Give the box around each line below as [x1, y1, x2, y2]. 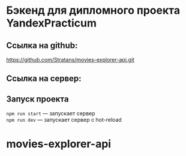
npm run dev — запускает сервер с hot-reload [6, 116, 122, 124]
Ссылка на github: [6, 40, 78, 50]
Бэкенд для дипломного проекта [6, 4, 181, 17]
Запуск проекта [6, 94, 69, 104]
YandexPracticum [6, 16, 97, 30]
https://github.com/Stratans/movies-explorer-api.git [6, 56, 135, 63]
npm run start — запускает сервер [6, 110, 95, 117]
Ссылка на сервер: [6, 73, 82, 84]
